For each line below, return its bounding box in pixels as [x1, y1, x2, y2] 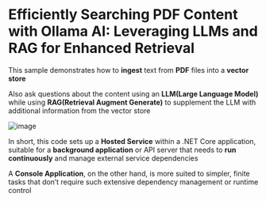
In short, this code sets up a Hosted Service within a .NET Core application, [8, 136, 256, 146]
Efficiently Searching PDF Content [8, 6, 238, 24]
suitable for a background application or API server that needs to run [8, 145, 237, 154]
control [8, 185, 32, 195]
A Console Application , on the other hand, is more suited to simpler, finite [8, 169, 250, 178]
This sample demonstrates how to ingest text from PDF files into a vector [8, 65, 249, 74]
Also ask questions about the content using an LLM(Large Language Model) [8, 89, 259, 98]
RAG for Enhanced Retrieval [8, 40, 195, 57]
